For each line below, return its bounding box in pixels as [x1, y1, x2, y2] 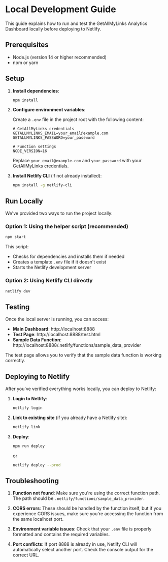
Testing [5, 303, 30, 311]
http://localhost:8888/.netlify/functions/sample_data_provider [12, 342, 141, 348]
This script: [5, 244, 29, 250]
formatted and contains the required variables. [12, 531, 110, 538]
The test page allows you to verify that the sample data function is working [5, 352, 161, 358]
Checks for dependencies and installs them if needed [12, 253, 125, 260]
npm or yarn [12, 60, 39, 66]
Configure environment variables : [12, 107, 86, 113]
